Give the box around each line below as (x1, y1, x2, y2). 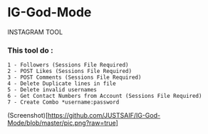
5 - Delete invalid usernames (7, 86, 98, 94)
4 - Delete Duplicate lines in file (7, 80, 116, 87)
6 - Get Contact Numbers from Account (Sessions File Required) (7, 93, 202, 100)
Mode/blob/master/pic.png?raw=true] (7, 118, 119, 128)
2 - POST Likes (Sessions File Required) (7, 68, 132, 75)
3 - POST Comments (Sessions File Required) (7, 74, 142, 82)
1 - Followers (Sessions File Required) (7, 62, 130, 69)
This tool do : (7, 45, 53, 55)
